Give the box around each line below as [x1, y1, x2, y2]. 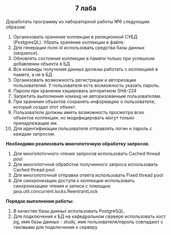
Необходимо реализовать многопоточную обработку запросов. [6, 141, 150, 147]
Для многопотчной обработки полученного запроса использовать [13, 161, 158, 167]
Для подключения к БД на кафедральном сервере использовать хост [13, 213, 166, 220]
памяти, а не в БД [13, 72, 52, 78]
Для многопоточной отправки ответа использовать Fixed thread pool [13, 172, 163, 178]
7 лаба [75, 4, 97, 13]
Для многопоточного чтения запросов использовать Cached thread [13, 151, 160, 157]
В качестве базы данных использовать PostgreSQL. [13, 208, 126, 214]
